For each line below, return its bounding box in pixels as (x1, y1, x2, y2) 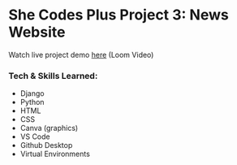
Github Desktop (19, 141, 73, 150)
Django (19, 89, 45, 98)
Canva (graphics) (19, 124, 79, 133)
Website (8, 23, 66, 41)
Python (19, 98, 45, 107)
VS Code (19, 132, 50, 141)
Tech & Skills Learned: (8, 70, 98, 81)
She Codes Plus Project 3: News (8, 6, 229, 24)
